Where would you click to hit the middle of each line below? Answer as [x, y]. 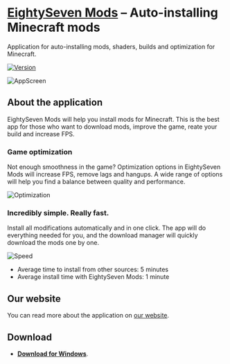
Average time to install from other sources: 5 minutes [92, 270]
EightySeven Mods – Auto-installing [113, 13]
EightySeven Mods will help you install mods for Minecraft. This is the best [113, 119]
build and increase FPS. [41, 134]
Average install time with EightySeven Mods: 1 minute [93, 277]
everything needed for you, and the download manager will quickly [103, 235]
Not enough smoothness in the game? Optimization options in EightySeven [114, 167]
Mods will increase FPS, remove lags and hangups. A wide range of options [115, 174]
